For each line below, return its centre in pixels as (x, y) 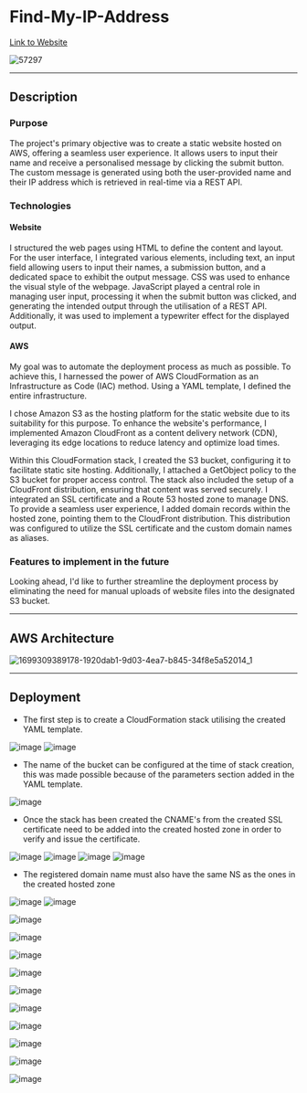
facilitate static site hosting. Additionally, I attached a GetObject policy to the (153, 470)
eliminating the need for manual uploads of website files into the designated (152, 591)
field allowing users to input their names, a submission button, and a (138, 267)
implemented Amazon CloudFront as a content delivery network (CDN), (144, 432)
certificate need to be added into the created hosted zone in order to (152, 829)
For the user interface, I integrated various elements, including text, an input (152, 257)
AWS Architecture (62, 638)
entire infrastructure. (48, 396)
